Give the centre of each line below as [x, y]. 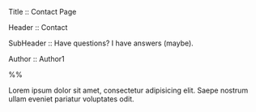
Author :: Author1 [36, 59]
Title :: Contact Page [43, 12]
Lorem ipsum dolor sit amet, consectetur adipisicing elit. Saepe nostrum [128, 90]
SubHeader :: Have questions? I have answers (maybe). [101, 43]
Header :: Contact [38, 27]
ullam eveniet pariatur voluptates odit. [72, 99]
